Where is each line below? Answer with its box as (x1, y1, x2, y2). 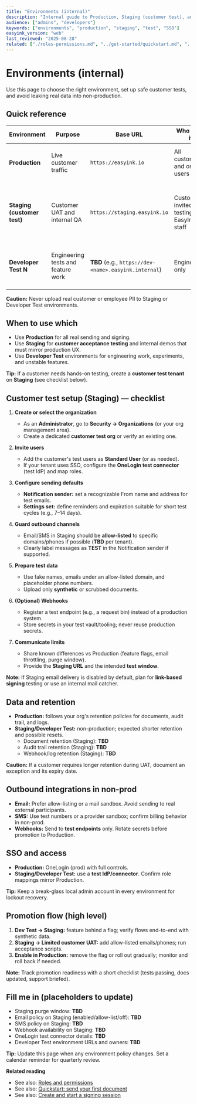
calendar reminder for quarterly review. (6, 1057, 101, 1064)
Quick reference (6, 109, 67, 119)
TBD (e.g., (90, 258, 118, 266)
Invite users (14, 444, 45, 451)
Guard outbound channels (14, 521, 80, 528)
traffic (51, 165, 68, 174)
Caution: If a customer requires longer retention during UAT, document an (6, 762, 185, 769)
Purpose (55, 130, 80, 138)
